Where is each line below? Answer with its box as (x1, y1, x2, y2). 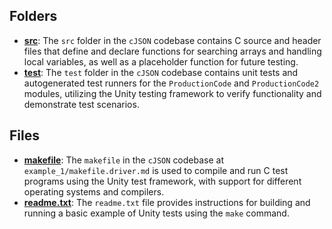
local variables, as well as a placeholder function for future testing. (23, 55, 299, 68)
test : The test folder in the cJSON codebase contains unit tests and (23, 66, 299, 78)
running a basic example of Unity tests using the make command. (23, 207, 290, 219)
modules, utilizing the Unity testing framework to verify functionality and (23, 87, 322, 99)
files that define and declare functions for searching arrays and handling (23, 45, 322, 57)
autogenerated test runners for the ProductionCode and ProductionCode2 (23, 77, 320, 89)
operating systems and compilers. (23, 185, 165, 198)
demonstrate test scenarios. (23, 98, 140, 110)
